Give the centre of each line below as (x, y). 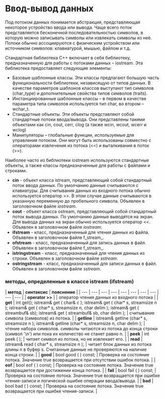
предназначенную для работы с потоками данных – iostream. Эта (74, 63)
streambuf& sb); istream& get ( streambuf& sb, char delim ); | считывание (80, 313)
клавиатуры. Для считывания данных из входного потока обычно (81, 190)
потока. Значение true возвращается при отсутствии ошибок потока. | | (80, 360)
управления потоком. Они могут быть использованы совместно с (82, 140)
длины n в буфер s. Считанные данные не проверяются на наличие (76, 349)
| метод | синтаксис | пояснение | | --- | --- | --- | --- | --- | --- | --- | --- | (82, 292)
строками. (16, 170)
